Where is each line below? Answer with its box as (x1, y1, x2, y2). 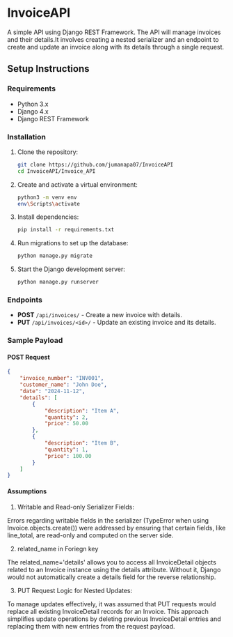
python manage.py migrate (17, 252, 93, 259)
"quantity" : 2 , (44, 413, 89, 421)
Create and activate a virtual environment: (17, 180, 138, 189)
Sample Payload (7, 336, 63, 346)
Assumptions (7, 486, 47, 496)
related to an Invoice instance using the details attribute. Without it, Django (7, 565, 221, 574)
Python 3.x (17, 100, 49, 108)
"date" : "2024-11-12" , (19, 388, 86, 395)
